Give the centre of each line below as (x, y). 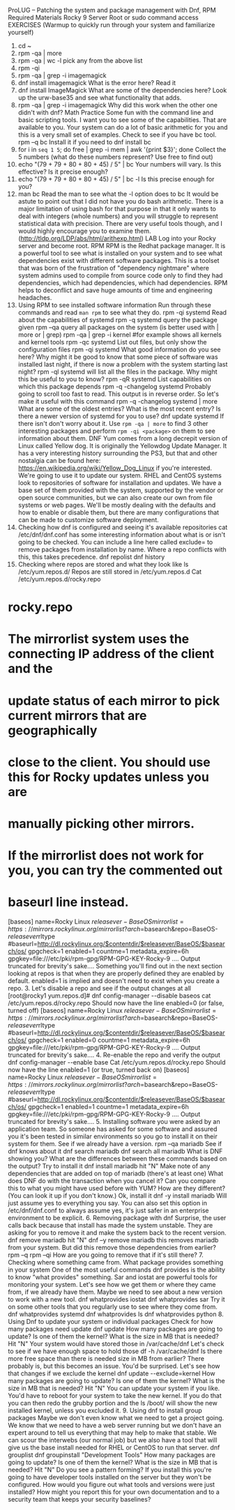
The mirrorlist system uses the (99, 639)
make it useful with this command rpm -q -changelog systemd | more (118, 401)
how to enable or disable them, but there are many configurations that (118, 512)
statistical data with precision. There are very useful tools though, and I (120, 223)
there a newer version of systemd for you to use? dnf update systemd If (121, 416)
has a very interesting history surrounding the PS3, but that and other (117, 453)
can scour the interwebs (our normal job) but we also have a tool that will (113, 1440)
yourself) (21, 32)
